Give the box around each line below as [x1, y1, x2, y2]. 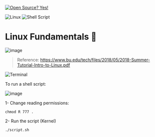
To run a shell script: [5, 81, 46, 87]
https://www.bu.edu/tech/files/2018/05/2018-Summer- [40, 57, 150, 63]
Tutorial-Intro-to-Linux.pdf [17, 62, 71, 68]
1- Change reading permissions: [5, 100, 69, 106]
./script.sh [5, 127, 29, 132]
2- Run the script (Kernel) [5, 118, 57, 124]
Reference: [17, 57, 39, 63]
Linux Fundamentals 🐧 [5, 31, 97, 43]
